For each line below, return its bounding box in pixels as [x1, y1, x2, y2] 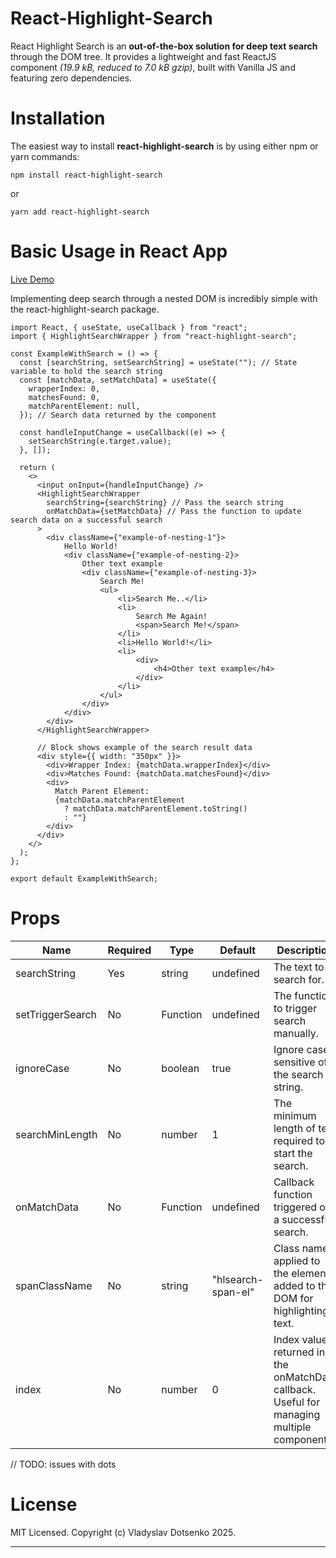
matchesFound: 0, [28, 392, 101, 402]
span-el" [211, 1285, 255, 1299]
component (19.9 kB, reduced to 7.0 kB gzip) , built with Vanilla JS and [10, 61, 296, 73]
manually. [273, 1026, 319, 1040]
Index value [273, 1332, 328, 1346]
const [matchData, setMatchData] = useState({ [19, 375, 217, 385]
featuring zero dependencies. [10, 72, 133, 84]
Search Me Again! [135, 611, 208, 621]
